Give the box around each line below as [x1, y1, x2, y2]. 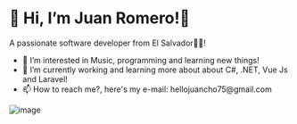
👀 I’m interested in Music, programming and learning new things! [21, 54, 260, 65]
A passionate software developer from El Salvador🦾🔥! [9, 37, 207, 48]
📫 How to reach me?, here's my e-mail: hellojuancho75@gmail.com [21, 84, 272, 95]
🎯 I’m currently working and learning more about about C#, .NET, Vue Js [21, 64, 288, 75]
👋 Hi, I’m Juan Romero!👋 [9, 8, 190, 29]
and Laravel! [21, 73, 69, 84]
